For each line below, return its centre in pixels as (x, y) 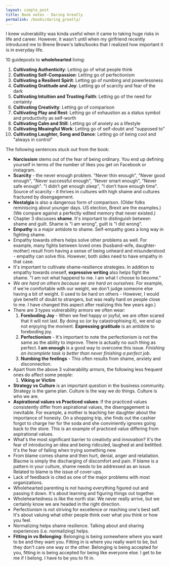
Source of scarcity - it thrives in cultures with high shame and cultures (86, 192)
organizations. (28, 483)
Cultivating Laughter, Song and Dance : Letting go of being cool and (84, 134)
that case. (24, 262)
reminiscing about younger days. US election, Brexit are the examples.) (87, 208)
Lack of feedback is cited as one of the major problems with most (81, 477)
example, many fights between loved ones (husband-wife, (74, 245)
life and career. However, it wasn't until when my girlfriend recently (76, 39)
